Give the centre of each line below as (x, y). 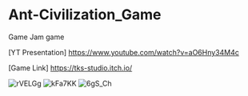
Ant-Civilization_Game (85, 15)
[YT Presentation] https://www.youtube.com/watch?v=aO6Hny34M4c (124, 52)
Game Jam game (36, 37)
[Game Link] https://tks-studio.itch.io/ (70, 68)
